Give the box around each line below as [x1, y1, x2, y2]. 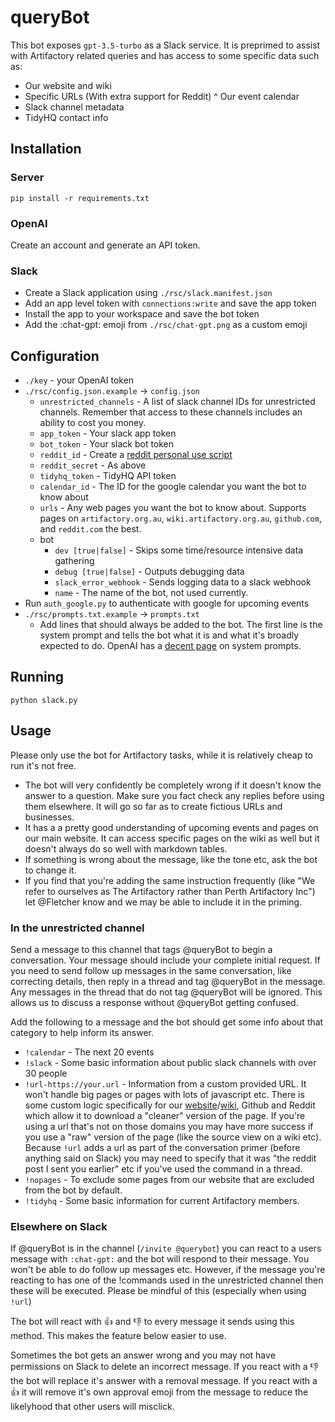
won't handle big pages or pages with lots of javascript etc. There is [24, 1088, 305, 1100]
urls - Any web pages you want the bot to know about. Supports [39, 502, 307, 514]
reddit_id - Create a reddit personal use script [39, 449, 233, 461]
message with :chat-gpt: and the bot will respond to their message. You [10, 1253, 310, 1265]
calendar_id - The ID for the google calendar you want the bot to [39, 481, 307, 493]
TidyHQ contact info [24, 111, 109, 123]
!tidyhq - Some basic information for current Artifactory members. [24, 1194, 300, 1206]
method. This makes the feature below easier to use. [10, 1330, 227, 1342]
